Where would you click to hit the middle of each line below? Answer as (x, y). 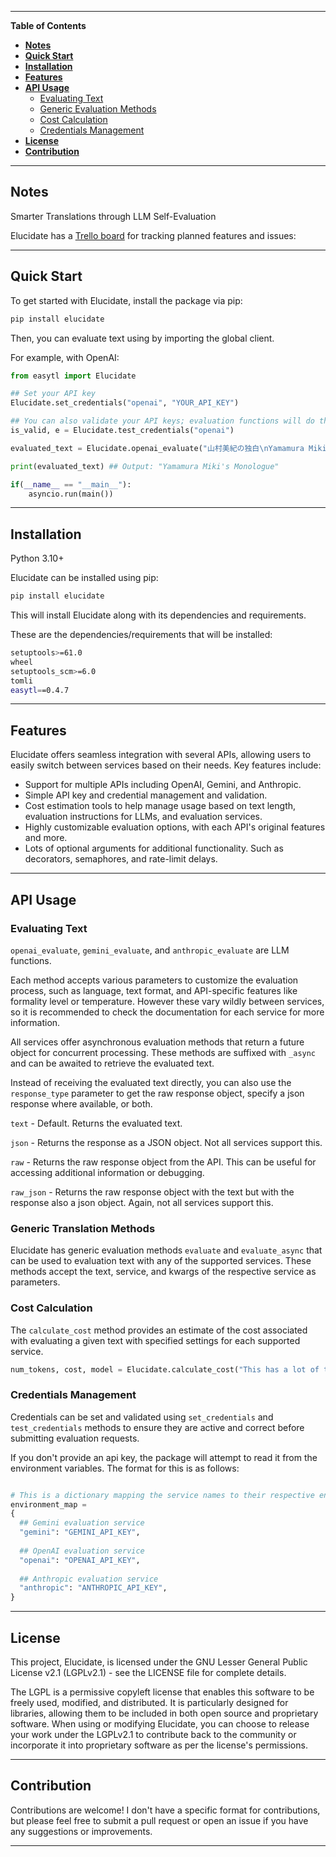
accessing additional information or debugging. (107, 1172)
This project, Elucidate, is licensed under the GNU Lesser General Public (159, 1662)
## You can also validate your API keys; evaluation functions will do (162, 421)
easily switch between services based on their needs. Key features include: (166, 765)
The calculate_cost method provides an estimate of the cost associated (159, 1330)
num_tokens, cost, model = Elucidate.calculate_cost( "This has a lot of (165, 1369)
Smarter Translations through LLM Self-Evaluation (113, 216)
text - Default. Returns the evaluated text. (96, 1123)
